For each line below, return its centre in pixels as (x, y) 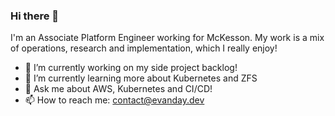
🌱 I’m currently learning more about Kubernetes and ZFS (141, 78)
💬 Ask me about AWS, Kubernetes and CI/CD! (118, 89)
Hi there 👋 (35, 16)
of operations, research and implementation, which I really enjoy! (144, 48)
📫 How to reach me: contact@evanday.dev (114, 100)
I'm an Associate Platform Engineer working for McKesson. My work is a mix (167, 38)
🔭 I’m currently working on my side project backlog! (131, 68)
